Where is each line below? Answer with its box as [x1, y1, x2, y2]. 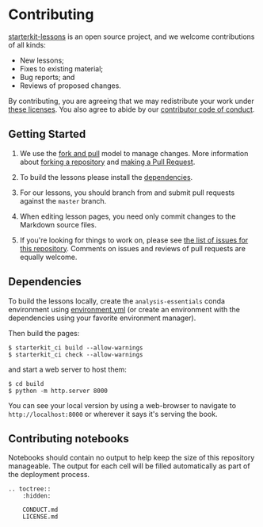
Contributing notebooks [8, 432, 129, 445]
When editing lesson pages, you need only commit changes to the [19, 212, 236, 221]
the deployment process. [8, 470, 90, 479]
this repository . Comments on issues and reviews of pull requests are [19, 243, 246, 253]
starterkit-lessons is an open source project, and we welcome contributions [8, 32, 255, 41]
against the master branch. [19, 196, 107, 205]
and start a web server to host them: [8, 365, 127, 374]
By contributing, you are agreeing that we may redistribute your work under [8, 96, 255, 105]
